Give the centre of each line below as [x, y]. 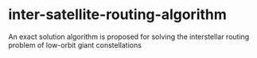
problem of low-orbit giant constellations [75, 44]
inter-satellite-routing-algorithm [117, 15]
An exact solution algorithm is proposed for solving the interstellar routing [129, 37]
